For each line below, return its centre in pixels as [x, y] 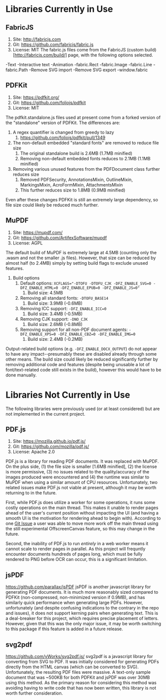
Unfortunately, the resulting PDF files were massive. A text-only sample [78, 672]
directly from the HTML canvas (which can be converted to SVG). [72, 667]
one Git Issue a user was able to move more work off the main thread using [82, 523]
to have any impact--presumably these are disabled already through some [81, 354]
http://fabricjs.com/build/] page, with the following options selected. [84, 55]
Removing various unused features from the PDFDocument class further [86, 169]
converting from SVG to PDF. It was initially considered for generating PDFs [83, 662]
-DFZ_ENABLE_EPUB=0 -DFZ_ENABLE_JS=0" [100, 288]
